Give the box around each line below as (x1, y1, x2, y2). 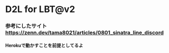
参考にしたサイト (5, 23, 47, 30)
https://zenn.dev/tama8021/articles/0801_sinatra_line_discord (5, 29, 164, 36)
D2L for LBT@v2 (5, 4, 75, 15)
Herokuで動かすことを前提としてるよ (5, 42, 84, 48)
